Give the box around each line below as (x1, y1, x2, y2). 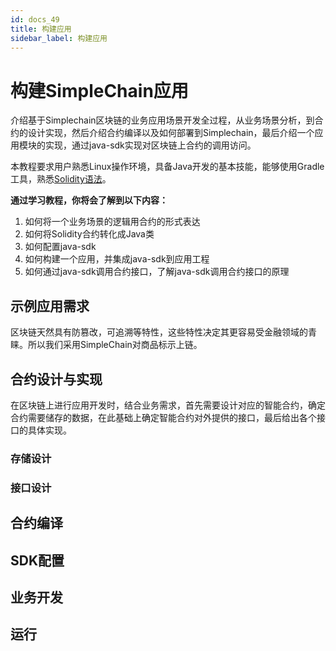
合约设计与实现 (10, 371, 103, 388)
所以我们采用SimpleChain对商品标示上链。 (27, 339, 203, 351)
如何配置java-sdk (24, 241, 97, 253)
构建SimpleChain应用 (10, 79, 189, 102)
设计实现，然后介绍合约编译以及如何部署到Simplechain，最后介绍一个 (27, 127, 315, 139)
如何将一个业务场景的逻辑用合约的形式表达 (24, 216, 201, 228)
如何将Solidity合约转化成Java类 (24, 228, 155, 240)
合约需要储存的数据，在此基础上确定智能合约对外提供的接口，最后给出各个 (10, 411, 317, 423)
